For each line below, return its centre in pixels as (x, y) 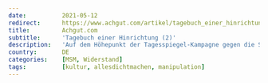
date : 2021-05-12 (53, 15)
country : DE (39, 52)
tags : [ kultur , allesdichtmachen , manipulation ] (106, 67)
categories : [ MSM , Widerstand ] (66, 60)
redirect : (25, 23)
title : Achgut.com (53, 30)
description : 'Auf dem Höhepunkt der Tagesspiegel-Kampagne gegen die (132, 45)
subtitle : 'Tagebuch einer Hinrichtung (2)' (93, 38)
